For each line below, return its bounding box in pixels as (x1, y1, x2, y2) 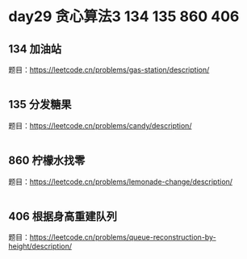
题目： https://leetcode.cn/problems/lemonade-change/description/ (8, 177, 232, 186)
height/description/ (8, 241, 73, 251)
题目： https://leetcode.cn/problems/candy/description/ (8, 120, 192, 130)
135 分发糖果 (8, 98, 72, 111)
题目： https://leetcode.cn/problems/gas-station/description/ (8, 65, 210, 74)
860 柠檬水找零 (8, 154, 86, 168)
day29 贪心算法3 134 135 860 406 (8, 7, 240, 26)
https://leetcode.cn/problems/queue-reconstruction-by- (29, 232, 216, 242)
